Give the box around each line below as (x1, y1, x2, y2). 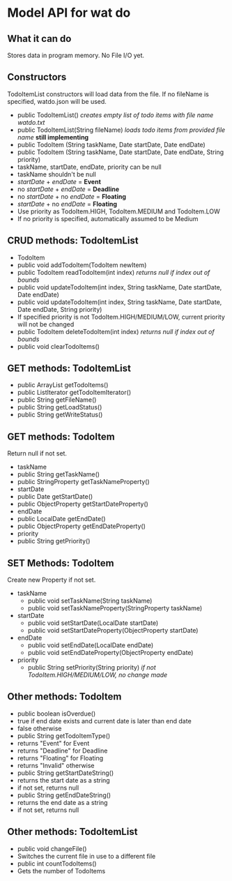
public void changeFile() (17, 844, 87, 852)
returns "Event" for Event (17, 739, 90, 747)
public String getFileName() (17, 396, 97, 404)
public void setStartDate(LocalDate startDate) (27, 619, 159, 627)
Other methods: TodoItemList (7, 826, 138, 838)
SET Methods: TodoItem (7, 557, 114, 569)
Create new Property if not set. (7, 575, 96, 584)
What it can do (7, 33, 72, 45)
